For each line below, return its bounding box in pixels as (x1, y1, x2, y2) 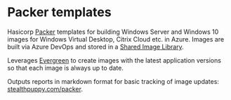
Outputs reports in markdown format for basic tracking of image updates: (7, 77, 220, 85)
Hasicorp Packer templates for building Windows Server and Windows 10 (7, 27, 219, 36)
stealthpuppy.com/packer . (7, 85, 83, 93)
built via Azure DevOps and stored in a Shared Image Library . (7, 42, 184, 51)
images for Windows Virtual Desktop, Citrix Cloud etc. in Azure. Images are (7, 35, 225, 43)
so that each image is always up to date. (7, 63, 124, 72)
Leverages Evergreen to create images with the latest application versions (7, 56, 221, 64)
